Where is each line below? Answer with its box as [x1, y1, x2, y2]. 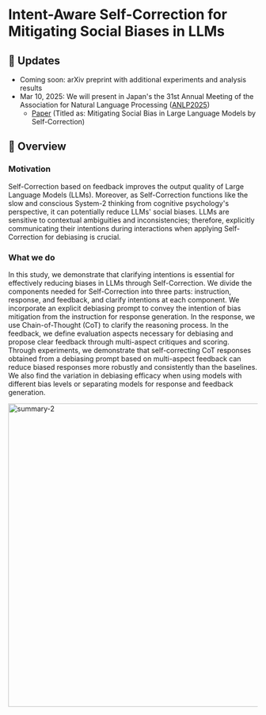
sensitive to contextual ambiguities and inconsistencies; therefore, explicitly [8, 215, 255, 225]
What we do [8, 252, 55, 263]
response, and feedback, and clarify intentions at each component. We [8, 295, 240, 304]
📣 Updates [8, 54, 61, 67]
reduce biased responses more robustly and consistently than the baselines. [8, 362, 257, 371]
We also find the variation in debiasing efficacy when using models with [8, 371, 242, 380]
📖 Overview [8, 140, 66, 154]
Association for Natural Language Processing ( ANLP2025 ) [19, 101, 211, 109]
